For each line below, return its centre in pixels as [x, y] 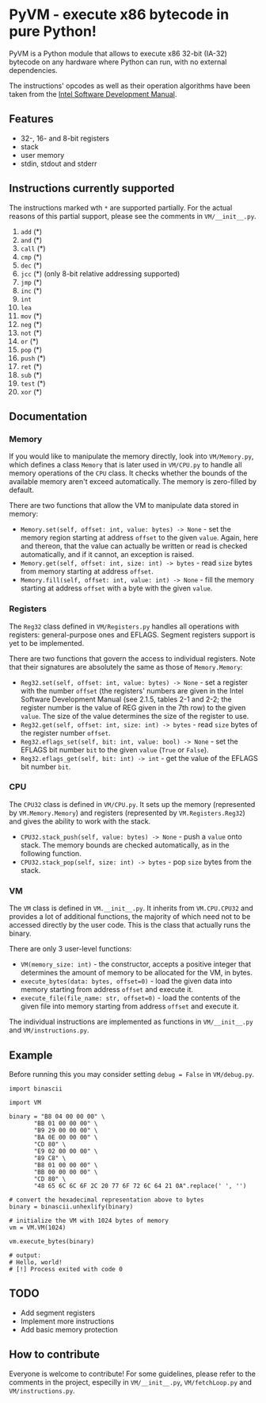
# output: [25, 1255]
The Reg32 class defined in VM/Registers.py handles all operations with [124, 626]
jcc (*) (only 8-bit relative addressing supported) [100, 273]
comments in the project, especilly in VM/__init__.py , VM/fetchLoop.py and [130, 1382]
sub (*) [31, 375]
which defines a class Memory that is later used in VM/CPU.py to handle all [125, 465]
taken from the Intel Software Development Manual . [93, 94]
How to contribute [55, 1355]
